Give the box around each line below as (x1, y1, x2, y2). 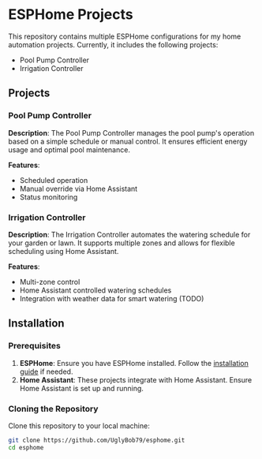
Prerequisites (8, 341, 61, 352)
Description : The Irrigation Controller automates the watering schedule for (8, 229, 251, 239)
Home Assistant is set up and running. (19, 383, 144, 393)
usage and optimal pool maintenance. (8, 144, 130, 155)
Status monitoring (19, 192, 78, 202)
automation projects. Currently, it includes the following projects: (8, 39, 219, 49)
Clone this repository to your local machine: (8, 420, 150, 431)
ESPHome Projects (8, 6, 133, 24)
